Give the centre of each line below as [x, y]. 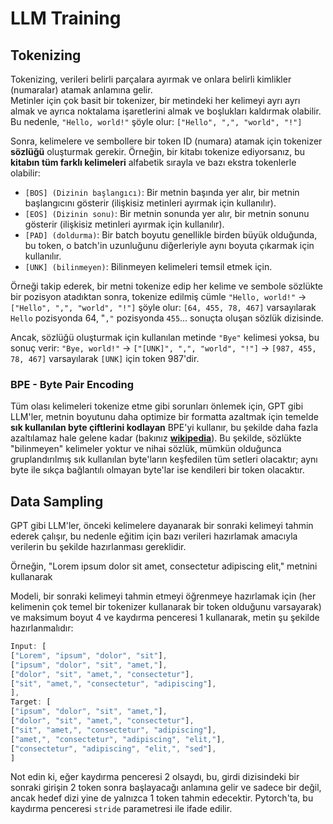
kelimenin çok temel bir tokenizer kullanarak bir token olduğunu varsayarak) [166, 607]
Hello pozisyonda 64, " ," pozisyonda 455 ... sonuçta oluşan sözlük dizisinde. [167, 318]
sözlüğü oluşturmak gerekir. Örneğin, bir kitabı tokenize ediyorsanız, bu [158, 151]
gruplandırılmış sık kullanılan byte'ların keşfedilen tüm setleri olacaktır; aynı [164, 459]
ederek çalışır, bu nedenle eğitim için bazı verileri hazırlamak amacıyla [154, 536]
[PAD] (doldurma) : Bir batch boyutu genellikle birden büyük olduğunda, [171, 235]
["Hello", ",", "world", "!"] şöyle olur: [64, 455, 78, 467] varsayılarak [163, 307]
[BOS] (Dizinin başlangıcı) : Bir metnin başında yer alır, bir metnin [162, 192]
